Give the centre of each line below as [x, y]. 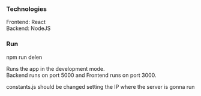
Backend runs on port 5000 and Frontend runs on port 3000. [81, 75]
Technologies [26, 9]
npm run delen [24, 57]
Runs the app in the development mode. [55, 68]
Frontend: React [26, 22]
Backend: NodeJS [28, 28]
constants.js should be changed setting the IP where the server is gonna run [100, 86]
